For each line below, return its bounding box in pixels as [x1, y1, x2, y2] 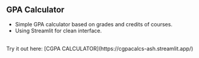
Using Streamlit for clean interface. [14, 27, 103, 34]
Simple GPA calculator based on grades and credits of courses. [14, 20, 173, 28]
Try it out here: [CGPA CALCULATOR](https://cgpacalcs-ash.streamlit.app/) [6, 45, 194, 52]
